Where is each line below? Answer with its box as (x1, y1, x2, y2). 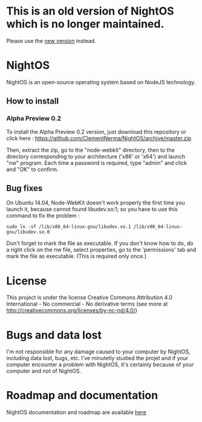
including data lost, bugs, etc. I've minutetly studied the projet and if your (6, 355, 189, 362)
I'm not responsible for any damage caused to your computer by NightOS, (6, 348, 191, 355)
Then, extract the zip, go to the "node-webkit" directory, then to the (6, 146, 175, 153)
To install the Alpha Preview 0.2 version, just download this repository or (6, 128, 186, 135)
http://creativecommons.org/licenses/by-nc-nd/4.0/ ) (6, 307, 138, 314)
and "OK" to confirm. (6, 166, 59, 173)
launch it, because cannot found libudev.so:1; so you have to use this (6, 206, 178, 213)
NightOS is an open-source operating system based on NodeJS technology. (6, 78, 196, 85)
